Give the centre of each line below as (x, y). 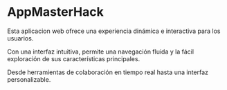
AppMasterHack (55, 12)
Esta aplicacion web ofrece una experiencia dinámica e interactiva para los (114, 31)
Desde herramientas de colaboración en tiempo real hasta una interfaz (108, 72)
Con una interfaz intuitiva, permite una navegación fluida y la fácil (101, 52)
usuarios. (20, 38)
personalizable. (29, 79)
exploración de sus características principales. (74, 58)
